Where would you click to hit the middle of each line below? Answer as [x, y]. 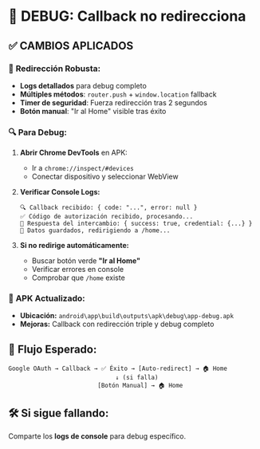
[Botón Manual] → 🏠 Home [140, 386]
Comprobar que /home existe [78, 278]
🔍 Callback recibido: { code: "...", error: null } [108, 208]
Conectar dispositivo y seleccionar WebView [105, 177]
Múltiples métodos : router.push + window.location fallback [118, 94]
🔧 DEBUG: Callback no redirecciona [127, 16]
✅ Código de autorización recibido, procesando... [106, 217]
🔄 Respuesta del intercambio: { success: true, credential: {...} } [136, 224]
